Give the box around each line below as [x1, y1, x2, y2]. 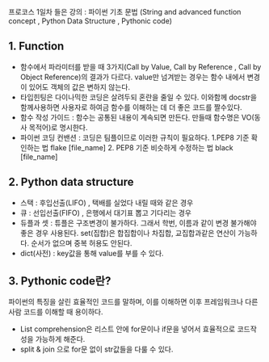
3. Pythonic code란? [8, 274, 111, 288]
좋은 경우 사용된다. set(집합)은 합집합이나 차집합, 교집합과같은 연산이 [19, 228, 237, 238]
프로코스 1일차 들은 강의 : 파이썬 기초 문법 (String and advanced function [8, 7, 242, 16]
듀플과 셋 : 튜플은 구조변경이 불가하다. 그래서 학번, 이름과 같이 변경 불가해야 [19, 217, 257, 228]
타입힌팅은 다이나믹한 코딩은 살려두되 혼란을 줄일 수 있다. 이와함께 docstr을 [19, 92, 257, 102]
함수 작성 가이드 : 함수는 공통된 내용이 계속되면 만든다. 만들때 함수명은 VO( [19, 112, 254, 122]
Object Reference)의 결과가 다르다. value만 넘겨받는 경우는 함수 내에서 [19, 72, 246, 82]
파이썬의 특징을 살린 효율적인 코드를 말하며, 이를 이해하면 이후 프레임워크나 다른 [8, 297, 258, 307]
